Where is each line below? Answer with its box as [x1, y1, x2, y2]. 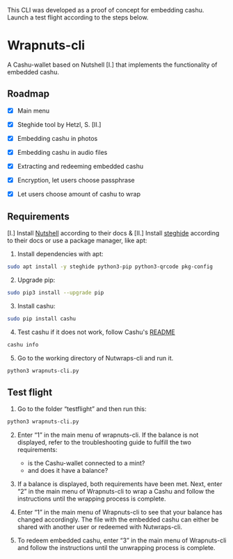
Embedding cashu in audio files [17, 148, 108, 156]
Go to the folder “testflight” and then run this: [17, 405, 147, 413]
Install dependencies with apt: [17, 250, 104, 258]
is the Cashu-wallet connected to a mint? [27, 459, 145, 467]
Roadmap [7, 88, 50, 100]
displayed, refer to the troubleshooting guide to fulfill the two [17, 438, 191, 447]
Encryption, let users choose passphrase [17, 176, 135, 185]
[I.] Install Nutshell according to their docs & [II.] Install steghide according [7, 229, 220, 237]
